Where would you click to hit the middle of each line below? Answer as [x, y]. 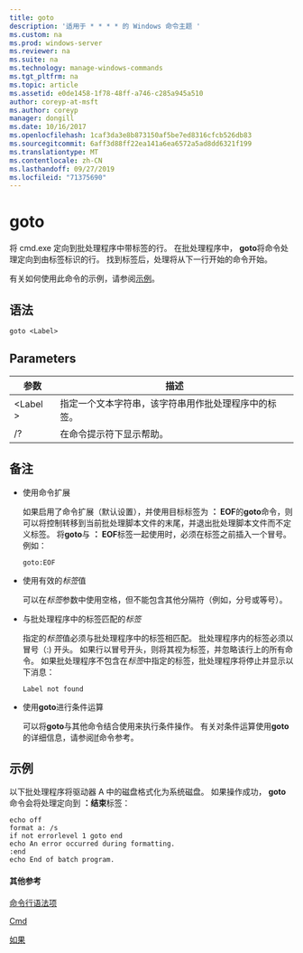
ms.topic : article [44, 85]
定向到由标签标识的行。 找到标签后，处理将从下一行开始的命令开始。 [144, 259]
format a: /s [34, 828]
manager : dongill [42, 118]
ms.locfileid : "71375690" [58, 177]
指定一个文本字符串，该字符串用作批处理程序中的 [164, 403]
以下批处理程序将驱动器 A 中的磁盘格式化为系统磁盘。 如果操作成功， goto [148, 792]
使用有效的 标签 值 [54, 580]
